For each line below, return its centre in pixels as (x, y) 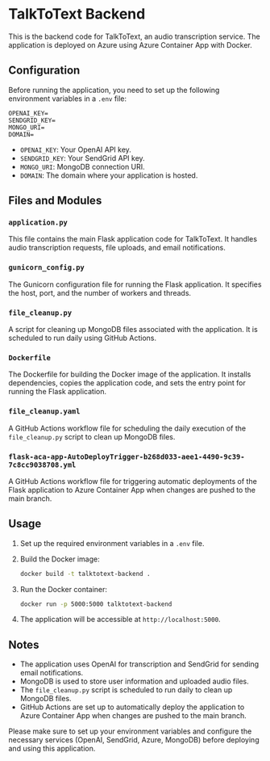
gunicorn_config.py (46, 268)
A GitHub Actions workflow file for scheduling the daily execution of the (127, 428)
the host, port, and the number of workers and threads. (100, 292)
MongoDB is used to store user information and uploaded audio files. (135, 681)
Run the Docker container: (63, 589)
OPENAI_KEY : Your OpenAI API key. (75, 149)
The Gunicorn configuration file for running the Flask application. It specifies (135, 284)
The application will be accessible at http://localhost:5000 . (120, 620)
